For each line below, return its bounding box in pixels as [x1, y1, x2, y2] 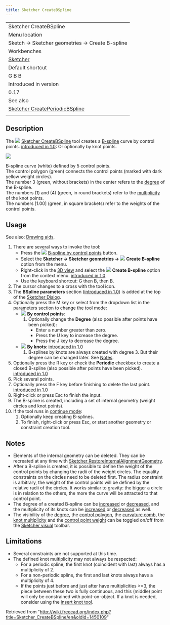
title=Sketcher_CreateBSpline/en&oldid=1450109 [6, 614, 107, 620]
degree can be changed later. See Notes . [28, 355, 114, 361]
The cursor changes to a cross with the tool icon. [13, 283, 116, 289]
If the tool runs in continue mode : [13, 408, 82, 414]
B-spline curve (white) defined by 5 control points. [6, 163, 111, 169]
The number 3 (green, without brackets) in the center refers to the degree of [6, 179, 165, 185]
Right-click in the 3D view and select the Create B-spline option [20, 267, 161, 273]
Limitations [6, 537, 42, 546]
